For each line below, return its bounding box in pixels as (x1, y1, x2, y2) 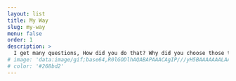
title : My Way (7, 17, 49, 24)
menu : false (7, 30, 42, 37)
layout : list (7, 10, 46, 18)
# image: (7, 56, 33, 63)
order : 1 (7, 37, 33, 44)
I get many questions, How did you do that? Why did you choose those (13, 50, 225, 57)
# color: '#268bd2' (7, 63, 65, 70)
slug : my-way (7, 23, 46, 30)
